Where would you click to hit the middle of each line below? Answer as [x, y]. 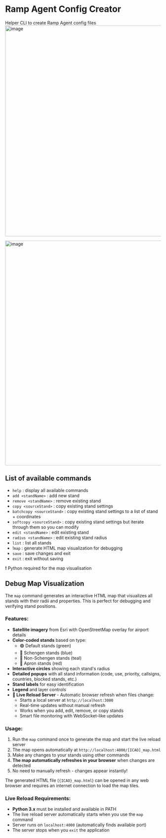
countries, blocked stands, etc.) [44, 679]
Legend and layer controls [39, 689]
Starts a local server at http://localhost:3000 [66, 700]
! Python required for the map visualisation [48, 568]
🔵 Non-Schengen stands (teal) [51, 658]
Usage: [14, 728]
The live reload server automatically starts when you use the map [78, 814]
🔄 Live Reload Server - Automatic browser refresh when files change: [83, 695]
